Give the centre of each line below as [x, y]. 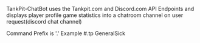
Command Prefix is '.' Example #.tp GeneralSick [66, 33]
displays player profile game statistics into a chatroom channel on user [95, 15]
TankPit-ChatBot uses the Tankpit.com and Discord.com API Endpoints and [100, 9]
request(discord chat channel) [44, 21]
